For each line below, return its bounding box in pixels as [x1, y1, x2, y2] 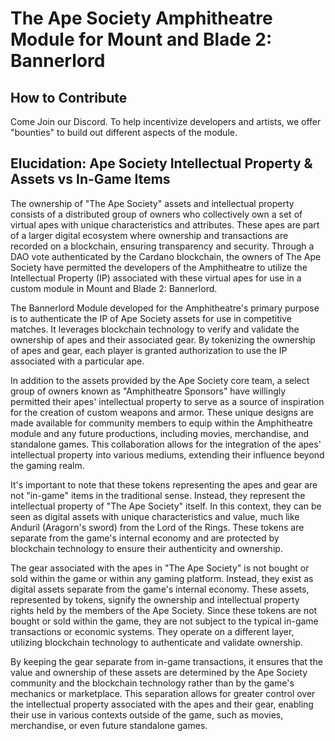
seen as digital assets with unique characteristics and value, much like [10, 510, 300, 522]
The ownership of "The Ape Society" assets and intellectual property [10, 197, 295, 209]
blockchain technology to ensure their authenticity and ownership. [10, 542, 283, 554]
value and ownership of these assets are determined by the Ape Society [10, 666, 308, 678]
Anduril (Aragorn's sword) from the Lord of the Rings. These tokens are [10, 521, 305, 533]
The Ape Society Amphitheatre [10, 7, 273, 30]
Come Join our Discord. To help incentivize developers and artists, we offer [10, 116, 322, 127]
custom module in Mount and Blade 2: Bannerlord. [10, 282, 218, 294]
